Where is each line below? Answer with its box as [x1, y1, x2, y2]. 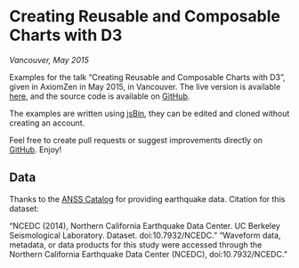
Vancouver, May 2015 [9, 54, 89, 65]
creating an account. [9, 118, 85, 128]
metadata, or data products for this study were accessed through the [9, 239, 263, 250]
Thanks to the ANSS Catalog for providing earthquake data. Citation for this [9, 193, 286, 204]
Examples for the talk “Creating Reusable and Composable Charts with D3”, [9, 71, 287, 82]
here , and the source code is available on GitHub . [9, 91, 190, 102]
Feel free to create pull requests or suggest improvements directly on [9, 134, 263, 145]
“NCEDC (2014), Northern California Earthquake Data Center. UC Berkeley [9, 220, 280, 231]
